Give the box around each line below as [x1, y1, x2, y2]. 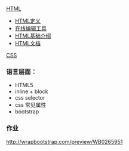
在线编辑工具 [14, 25, 47, 32]
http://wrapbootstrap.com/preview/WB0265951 [6, 138, 123, 145]
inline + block [14, 88, 48, 95]
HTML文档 [14, 40, 41, 47]
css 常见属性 [14, 101, 47, 109]
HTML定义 [14, 17, 41, 24]
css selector [14, 94, 45, 101]
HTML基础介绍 [14, 32, 51, 39]
